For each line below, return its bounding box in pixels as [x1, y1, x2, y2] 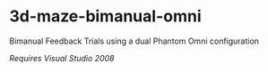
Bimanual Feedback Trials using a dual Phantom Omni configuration [9, 36, 260, 46]
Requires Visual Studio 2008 [9, 52, 115, 63]
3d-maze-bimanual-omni [9, 6, 202, 27]
